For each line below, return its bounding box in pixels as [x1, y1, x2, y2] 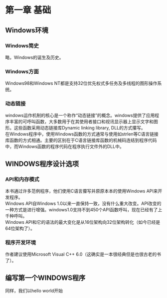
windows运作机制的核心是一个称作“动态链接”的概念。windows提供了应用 [5, 113, 155, 119]
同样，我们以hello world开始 [5, 288, 63, 294]
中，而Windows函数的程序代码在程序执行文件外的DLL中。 [5, 144, 124, 149]
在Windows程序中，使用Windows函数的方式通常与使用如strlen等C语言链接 [5, 131, 159, 137]
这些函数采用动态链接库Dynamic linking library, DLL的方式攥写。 [13, 125, 146, 131]
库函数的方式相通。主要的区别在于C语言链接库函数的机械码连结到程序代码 [5, 138, 157, 144]
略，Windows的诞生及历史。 [5, 54, 64, 60]
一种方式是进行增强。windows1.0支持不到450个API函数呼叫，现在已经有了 [5, 207, 158, 213]
